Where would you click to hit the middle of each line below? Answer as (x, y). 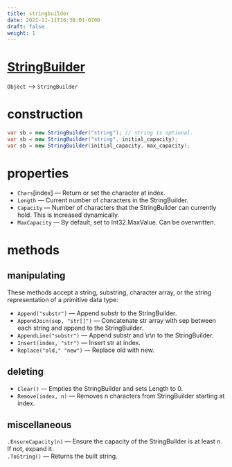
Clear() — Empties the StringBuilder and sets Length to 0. (100, 388)
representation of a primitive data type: (63, 299)
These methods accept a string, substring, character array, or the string (109, 292)
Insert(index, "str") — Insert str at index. (79, 342)
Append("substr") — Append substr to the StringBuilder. (97, 313)
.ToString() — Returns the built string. (62, 456)
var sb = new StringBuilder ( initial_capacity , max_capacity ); (99, 146)
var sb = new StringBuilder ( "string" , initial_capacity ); (92, 139)
